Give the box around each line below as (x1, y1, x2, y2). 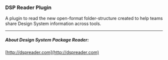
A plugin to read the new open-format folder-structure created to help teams (5, 15, 163, 21)
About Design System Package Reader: (5, 36, 89, 42)
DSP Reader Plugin (5, 4, 51, 11)
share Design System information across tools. (5, 20, 101, 26)
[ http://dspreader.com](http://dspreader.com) (5, 49, 99, 55)
